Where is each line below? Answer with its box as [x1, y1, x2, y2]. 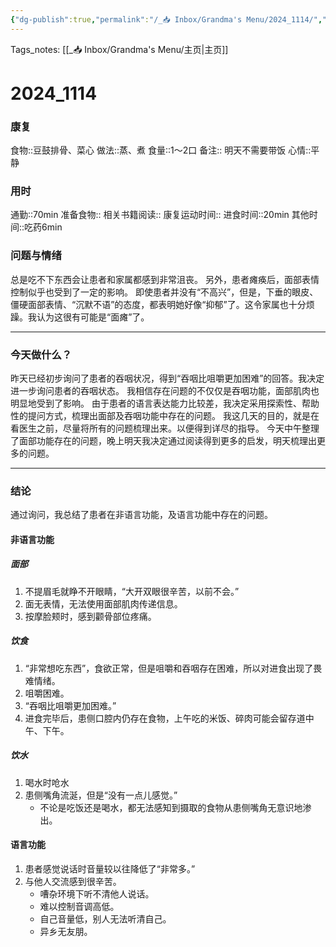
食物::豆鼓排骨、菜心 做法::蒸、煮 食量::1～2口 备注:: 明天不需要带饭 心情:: [10, 144, 312, 156]
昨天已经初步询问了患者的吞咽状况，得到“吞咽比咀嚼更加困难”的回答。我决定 [10, 372, 325, 384]
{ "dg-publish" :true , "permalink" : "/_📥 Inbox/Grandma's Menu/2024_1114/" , [10, 14, 323, 25]
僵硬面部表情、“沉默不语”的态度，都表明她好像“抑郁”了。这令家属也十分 [10, 298, 307, 310]
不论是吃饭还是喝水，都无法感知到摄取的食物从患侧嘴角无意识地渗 [39, 801, 312, 813]
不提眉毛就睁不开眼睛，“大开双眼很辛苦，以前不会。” [24, 585, 240, 597]
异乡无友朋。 [39, 926, 93, 937]
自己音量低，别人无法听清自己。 [39, 913, 172, 925]
